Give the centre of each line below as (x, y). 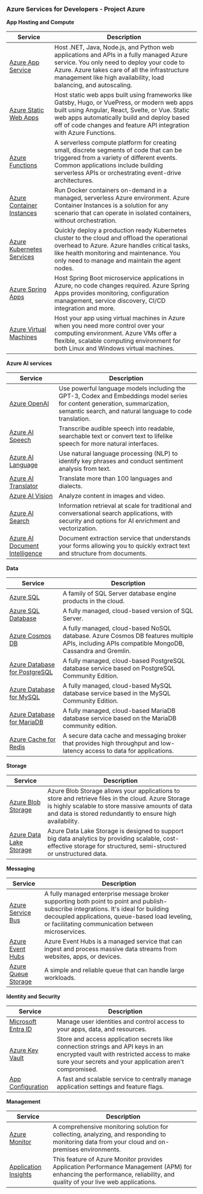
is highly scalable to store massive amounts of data (120, 806)
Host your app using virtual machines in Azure (120, 318)
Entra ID (21, 1029)
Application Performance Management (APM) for (122, 1167)
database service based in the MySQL (117, 694)
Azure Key (24, 1051)
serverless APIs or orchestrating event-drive (118, 173)
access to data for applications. (129, 751)
